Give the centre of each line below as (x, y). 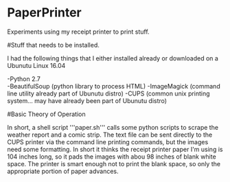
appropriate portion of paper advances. (63, 171)
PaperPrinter (44, 13)
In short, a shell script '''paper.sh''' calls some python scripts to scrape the (113, 127)
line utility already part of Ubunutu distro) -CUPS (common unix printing (109, 93)
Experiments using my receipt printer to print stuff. (78, 32)
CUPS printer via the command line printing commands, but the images (108, 141)
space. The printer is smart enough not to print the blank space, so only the (114, 163)
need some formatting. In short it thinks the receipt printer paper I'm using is (115, 149)
